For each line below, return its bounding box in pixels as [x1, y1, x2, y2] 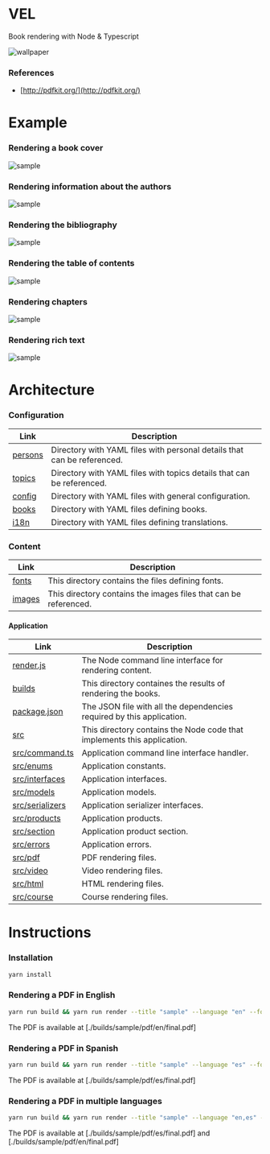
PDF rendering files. [81, 852, 157, 863]
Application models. [81, 787, 157, 798]
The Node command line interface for [81, 655, 223, 666]
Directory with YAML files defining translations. [51, 516, 228, 527]
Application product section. [81, 826, 189, 838]
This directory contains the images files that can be [47, 588, 241, 599]
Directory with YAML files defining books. [51, 503, 207, 515]
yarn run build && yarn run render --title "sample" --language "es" [8, 1061, 247, 1069]
